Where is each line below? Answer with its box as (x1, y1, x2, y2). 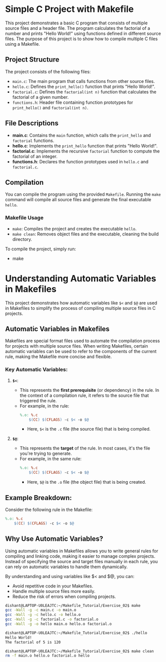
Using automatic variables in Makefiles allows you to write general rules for (5, 548, 159, 554)
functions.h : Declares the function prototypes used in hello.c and (12, 158, 149, 164)
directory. (12, 236, 32, 242)
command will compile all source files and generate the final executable (5, 197, 152, 203)
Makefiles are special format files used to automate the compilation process (5, 338, 160, 344)
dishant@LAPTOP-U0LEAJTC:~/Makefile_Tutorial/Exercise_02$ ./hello (5, 630, 148, 635)
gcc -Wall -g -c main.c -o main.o (5, 607, 77, 613)
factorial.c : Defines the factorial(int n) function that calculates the (12, 88, 157, 95)
